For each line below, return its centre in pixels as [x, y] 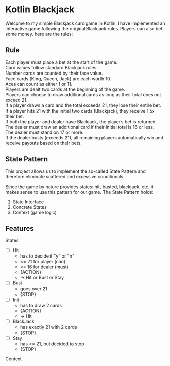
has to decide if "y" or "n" [47, 256]
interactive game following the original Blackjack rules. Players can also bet [84, 28]
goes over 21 [33, 289]
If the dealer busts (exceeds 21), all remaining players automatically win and [84, 137]
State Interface [28, 202]
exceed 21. [16, 100]
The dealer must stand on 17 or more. [44, 132]
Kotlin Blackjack [40, 9]
